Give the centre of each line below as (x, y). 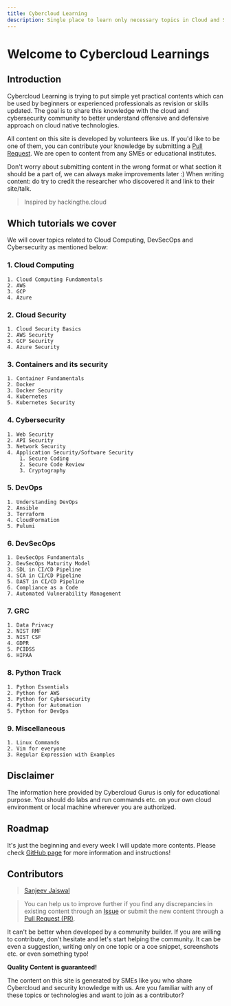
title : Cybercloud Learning (47, 13)
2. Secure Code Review (52, 464)
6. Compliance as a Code (43, 588)
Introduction (34, 80)
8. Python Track (34, 673)
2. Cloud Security (37, 315)
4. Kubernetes (27, 397)
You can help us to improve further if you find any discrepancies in (118, 904)
